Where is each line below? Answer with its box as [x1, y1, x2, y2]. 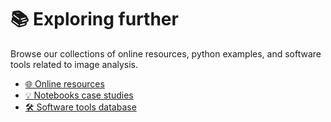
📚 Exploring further [10, 8, 179, 31]
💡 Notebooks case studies [24, 89, 134, 101]
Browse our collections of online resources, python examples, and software [10, 47, 322, 60]
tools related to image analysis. [10, 58, 139, 70]
